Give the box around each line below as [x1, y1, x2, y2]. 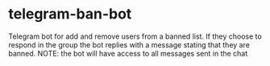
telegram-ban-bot [8, 5, 132, 23]
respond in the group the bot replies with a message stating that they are [8, 39, 250, 49]
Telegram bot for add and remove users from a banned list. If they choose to [8, 31, 262, 41]
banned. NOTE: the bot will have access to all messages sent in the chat [8, 48, 248, 58]
